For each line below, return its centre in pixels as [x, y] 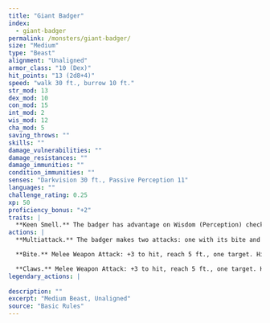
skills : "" [27, 143]
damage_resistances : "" [48, 157]
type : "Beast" [32, 53]
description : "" [35, 291]
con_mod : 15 [28, 105]
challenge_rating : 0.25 [48, 195]
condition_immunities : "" [51, 173]
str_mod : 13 [28, 90]
